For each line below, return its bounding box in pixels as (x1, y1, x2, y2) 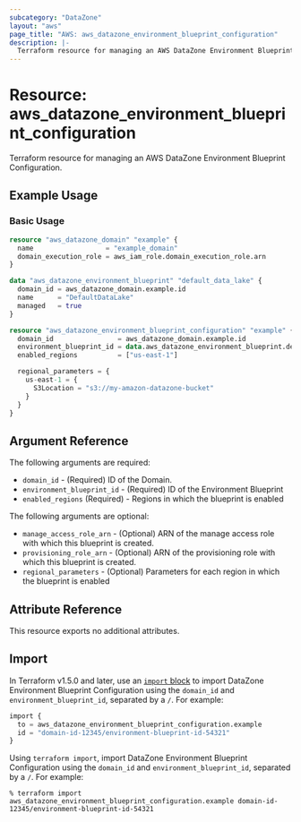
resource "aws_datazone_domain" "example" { (9, 235, 178, 244)
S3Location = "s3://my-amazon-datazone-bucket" (32, 383, 215, 392)
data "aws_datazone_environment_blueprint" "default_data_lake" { (9, 277, 262, 286)
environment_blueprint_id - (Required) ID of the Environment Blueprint (21, 484, 284, 495)
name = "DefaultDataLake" (17, 293, 134, 302)
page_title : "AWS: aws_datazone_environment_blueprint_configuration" (9, 30, 279, 39)
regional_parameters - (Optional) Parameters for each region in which (21, 566, 280, 578)
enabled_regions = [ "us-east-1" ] (17, 351, 178, 360)
